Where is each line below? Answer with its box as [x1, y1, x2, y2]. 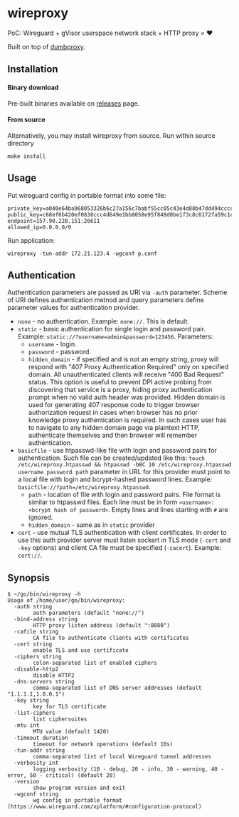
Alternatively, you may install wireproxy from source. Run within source [7, 131, 216, 140]
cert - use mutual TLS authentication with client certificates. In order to [17, 528, 227, 537]
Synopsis [7, 571, 50, 583]
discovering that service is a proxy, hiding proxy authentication [28, 386, 213, 394]
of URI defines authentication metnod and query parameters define [7, 296, 204, 304]
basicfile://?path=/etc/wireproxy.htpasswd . [17, 483, 151, 491]
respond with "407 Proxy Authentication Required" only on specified [28, 363, 229, 371]
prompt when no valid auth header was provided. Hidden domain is [28, 393, 225, 401]
